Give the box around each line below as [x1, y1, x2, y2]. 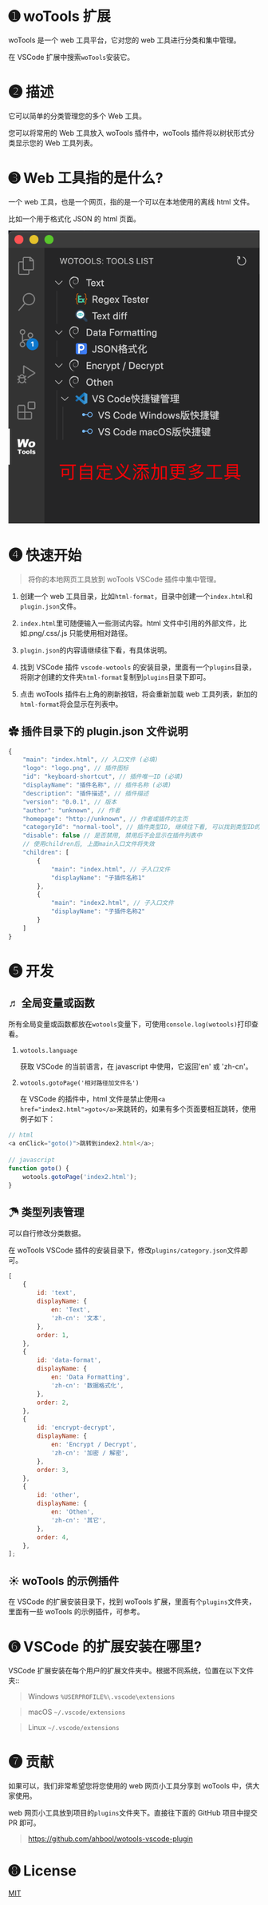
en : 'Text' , [50, 1306, 91, 1314]
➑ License [8, 1862, 77, 1880]
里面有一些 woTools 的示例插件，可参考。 [8, 1607, 144, 1617]
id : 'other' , [37, 1491, 81, 1499]
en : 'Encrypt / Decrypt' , [50, 1441, 137, 1449]
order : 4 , [37, 1533, 69, 1542]
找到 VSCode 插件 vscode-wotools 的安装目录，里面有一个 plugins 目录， [19, 662, 256, 672]
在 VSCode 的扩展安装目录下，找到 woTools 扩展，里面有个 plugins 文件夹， [8, 1597, 256, 1606]
